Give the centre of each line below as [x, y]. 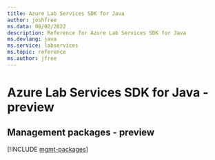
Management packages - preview [81, 133]
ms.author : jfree [32, 59]
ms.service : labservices [43, 46]
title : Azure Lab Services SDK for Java [66, 13]
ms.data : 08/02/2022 [37, 26]
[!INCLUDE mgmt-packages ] [48, 149]
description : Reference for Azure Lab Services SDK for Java [97, 33]
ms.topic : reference [37, 52]
